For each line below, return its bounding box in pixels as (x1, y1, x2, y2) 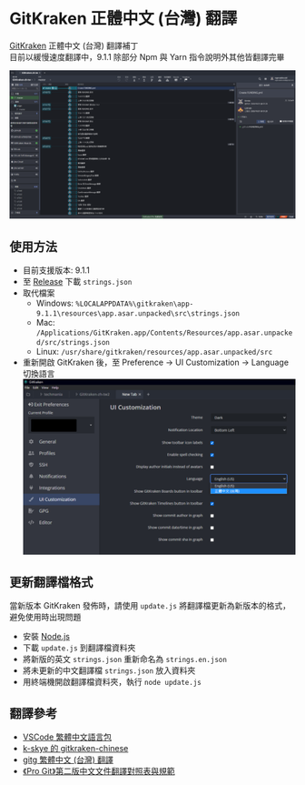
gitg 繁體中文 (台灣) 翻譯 (22, 754, 113, 765)
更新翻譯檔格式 (9, 575, 93, 590)
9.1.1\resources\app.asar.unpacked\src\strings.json (35, 309, 241, 318)
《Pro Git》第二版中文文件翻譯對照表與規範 (22, 766, 175, 777)
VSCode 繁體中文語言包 (22, 731, 112, 742)
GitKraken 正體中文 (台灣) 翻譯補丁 (9, 40, 139, 51)
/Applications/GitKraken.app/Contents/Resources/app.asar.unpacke (35, 328, 293, 337)
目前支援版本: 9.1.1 (22, 265, 91, 276)
